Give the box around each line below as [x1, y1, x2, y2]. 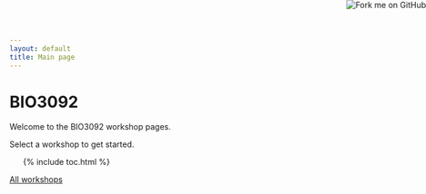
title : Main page [9, 53, 76, 62]
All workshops [9, 174, 64, 185]
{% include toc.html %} [22, 157, 111, 168]
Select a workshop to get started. [9, 139, 135, 150]
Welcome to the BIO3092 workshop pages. [9, 121, 171, 132]
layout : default [9, 44, 71, 53]
